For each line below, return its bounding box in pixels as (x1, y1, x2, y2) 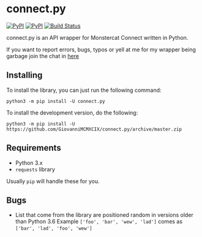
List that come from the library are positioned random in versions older (15, 211, 194, 219)
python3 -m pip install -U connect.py (6, 98, 105, 104)
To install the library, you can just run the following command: (6, 86, 162, 94)
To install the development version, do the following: (6, 109, 138, 116)
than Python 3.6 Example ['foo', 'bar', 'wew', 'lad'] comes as (15, 218, 182, 225)
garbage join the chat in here (6, 52, 80, 59)
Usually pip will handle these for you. (6, 177, 100, 185)
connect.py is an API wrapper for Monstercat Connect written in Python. (6, 34, 189, 41)
